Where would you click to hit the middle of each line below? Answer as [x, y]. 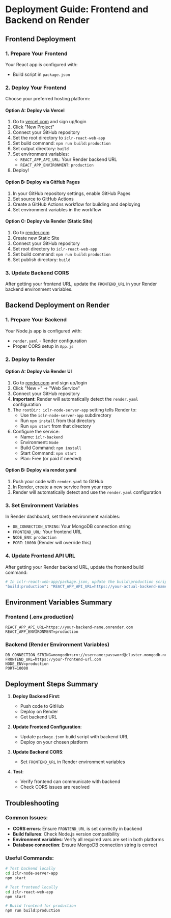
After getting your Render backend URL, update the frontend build [75, 567]
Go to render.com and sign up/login [50, 382]
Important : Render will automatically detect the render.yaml [75, 399]
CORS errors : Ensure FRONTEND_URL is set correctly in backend [77, 828]
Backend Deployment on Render [58, 305]
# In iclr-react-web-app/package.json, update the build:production [79, 581]
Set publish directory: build [41, 259]
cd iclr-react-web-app [29, 892]
